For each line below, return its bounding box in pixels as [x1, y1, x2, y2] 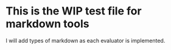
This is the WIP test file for [5, 4, 142, 18]
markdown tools [5, 17, 89, 31]
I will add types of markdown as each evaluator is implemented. [5, 37, 166, 44]
